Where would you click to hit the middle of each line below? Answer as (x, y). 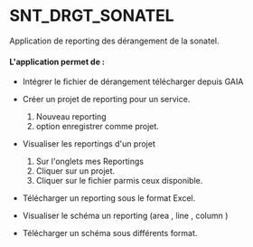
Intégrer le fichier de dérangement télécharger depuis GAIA (133, 81)
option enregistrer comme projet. (98, 127)
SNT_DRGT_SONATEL (92, 16)
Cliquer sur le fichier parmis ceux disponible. (119, 181)
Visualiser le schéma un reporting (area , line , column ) (125, 216)
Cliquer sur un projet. (75, 171)
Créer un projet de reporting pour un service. (106, 100)
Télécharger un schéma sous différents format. (110, 233)
